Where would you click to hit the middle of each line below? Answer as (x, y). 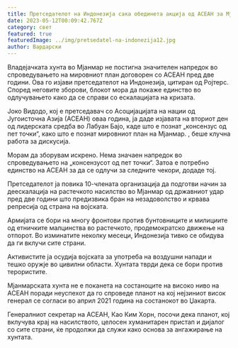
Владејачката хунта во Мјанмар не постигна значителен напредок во (113, 67)
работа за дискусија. (39, 141)
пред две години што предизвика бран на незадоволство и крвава (109, 199)
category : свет (30, 27)
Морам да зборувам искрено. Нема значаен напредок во (95, 155)
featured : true (30, 34)
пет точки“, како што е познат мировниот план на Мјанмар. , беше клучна (119, 134)
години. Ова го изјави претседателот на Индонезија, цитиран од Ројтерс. (118, 82)
